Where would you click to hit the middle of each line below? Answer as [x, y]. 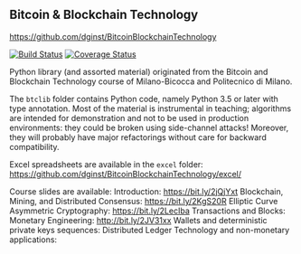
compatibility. [35, 146]
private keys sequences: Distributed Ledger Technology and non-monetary [150, 230]
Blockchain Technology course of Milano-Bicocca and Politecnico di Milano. [151, 81]
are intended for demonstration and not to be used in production [129, 118]
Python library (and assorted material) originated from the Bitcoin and [139, 71]
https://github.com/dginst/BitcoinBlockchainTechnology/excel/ [126, 174]
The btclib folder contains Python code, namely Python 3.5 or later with [144, 99]
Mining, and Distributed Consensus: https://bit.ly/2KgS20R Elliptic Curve [144, 201]
